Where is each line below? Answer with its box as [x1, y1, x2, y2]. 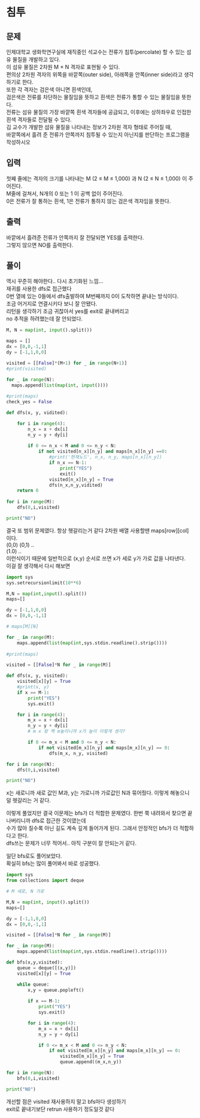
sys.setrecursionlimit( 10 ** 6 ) [6, 579, 82, 586]
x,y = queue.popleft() [28, 987, 84, 993]
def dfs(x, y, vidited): [6, 410, 68, 416]
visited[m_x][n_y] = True [59, 1053, 125, 1060]
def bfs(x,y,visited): [6, 959, 63, 965]
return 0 [17, 487, 39, 493]
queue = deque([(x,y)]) [17, 965, 77, 971]
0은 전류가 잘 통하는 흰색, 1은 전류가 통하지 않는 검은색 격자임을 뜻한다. [6, 197, 171, 204]
